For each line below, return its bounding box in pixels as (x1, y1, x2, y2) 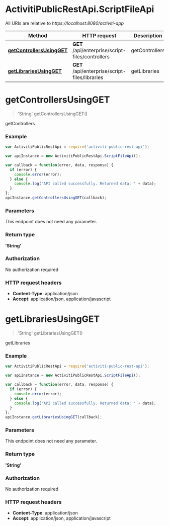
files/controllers (72, 53, 110, 60)
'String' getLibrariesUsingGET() (17, 330, 83, 336)
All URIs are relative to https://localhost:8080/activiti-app (5, 20, 124, 26)
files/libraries (72, 74, 104, 81)
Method (28, 32, 48, 39)
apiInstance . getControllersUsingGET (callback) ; (5, 195, 107, 201)
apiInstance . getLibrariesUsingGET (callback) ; (5, 415, 102, 420)
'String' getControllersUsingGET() (17, 111, 88, 117)
